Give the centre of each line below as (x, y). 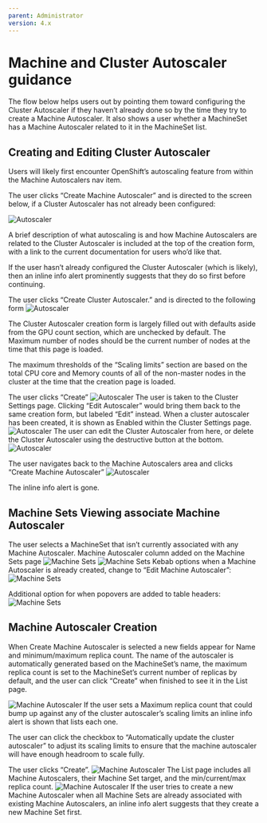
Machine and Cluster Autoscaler (118, 63)
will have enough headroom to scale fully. (77, 754)
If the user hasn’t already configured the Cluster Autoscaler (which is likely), (133, 268)
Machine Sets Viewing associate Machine (114, 513)
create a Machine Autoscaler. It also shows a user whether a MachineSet (128, 119)
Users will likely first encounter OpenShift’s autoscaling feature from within (131, 172)
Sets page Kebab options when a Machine (132, 562)
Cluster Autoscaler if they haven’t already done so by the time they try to (128, 110)
